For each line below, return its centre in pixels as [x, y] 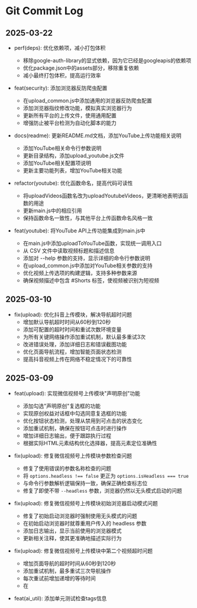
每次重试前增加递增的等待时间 [59, 578]
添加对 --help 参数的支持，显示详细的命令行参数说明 [86, 258]
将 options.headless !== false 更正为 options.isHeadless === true [106, 475]
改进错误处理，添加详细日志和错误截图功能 [75, 344]
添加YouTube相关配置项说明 [57, 163]
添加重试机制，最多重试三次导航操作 [67, 571]
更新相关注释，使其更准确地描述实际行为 [72, 538]
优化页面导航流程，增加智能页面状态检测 [72, 351]
